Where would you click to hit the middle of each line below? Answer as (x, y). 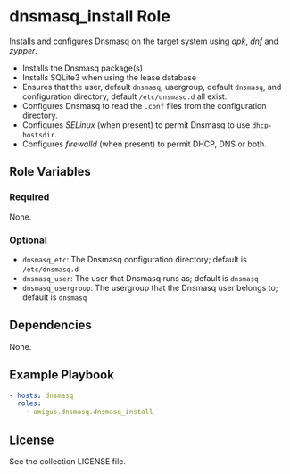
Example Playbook (62, 375)
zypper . (24, 50)
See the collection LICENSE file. (68, 461)
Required (29, 197)
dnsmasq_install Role (90, 17)
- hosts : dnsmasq (41, 395)
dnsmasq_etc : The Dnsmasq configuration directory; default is (134, 259)
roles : (29, 403)
